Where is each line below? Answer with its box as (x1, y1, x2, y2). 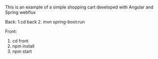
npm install (12, 43, 35, 49)
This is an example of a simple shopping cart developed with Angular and (5, 4, 154, 10)
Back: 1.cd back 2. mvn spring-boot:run (5, 19, 85, 25)
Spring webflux (5, 9, 36, 15)
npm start (12, 49, 32, 54)
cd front (12, 38, 28, 44)
